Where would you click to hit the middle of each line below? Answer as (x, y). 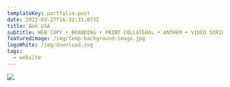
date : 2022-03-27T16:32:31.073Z (53, 20)
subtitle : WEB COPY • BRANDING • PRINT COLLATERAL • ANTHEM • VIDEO (107, 32)
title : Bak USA (29, 26)
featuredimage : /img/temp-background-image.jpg (76, 39)
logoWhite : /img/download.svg (50, 45)
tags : (15, 52)
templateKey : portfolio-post (49, 13)
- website (27, 58)
